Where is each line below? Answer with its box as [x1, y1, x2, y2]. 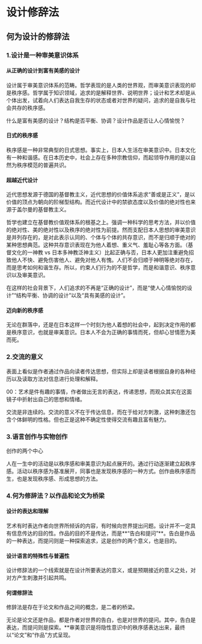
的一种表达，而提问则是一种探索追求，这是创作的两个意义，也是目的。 [6, 537, 180, 545]
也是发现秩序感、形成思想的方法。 [16, 475, 101, 482]
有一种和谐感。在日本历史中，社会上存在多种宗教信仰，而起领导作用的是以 [6, 154, 191, 161]
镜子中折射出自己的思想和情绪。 [6, 395, 85, 402]
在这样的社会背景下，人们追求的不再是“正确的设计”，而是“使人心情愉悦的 [6, 284, 188, 292]
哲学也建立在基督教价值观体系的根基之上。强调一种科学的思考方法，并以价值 [6, 219, 196, 226]
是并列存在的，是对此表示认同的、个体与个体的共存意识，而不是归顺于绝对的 [6, 234, 196, 241]
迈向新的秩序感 [6, 307, 43, 314]
